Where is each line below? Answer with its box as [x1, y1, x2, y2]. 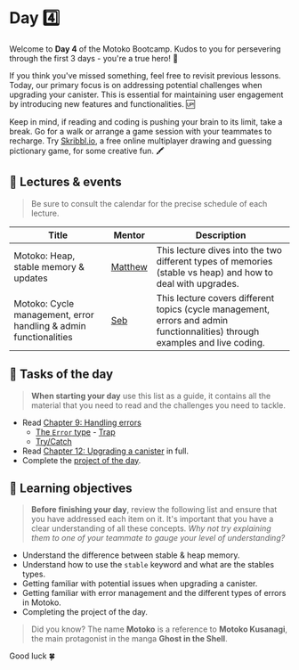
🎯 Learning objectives [9, 480, 133, 495]
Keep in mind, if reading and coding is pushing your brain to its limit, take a [9, 116, 283, 127]
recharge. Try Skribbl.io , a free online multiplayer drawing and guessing [9, 135, 272, 146]
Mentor [113, 229, 145, 241]
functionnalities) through [156, 325, 260, 338]
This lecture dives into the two [156, 243, 283, 256]
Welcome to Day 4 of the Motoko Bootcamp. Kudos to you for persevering [9, 43, 282, 54]
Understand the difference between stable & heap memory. [21, 550, 240, 560]
